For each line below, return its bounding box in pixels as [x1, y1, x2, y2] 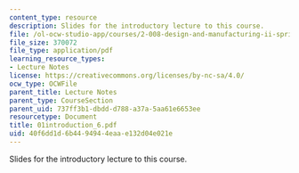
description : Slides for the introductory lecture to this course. [9, 21, 265, 30]
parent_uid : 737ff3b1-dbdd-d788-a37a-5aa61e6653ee [9, 104, 201, 113]
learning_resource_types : [9, 54, 105, 63]
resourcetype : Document [9, 112, 98, 121]
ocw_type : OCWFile [9, 79, 77, 88]
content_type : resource [9, 12, 98, 22]
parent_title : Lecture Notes [9, 87, 117, 96]
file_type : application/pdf [9, 46, 114, 55]
